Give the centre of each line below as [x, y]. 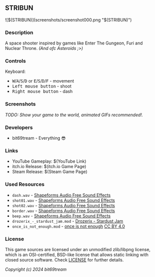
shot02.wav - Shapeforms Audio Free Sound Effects [63, 205]
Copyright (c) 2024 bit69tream [36, 269]
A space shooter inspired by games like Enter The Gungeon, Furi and [74, 43]
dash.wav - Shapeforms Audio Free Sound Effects [61, 195]
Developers [19, 128]
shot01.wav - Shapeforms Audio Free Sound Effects [63, 200]
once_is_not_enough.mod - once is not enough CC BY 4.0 [69, 226]
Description [19, 32]
